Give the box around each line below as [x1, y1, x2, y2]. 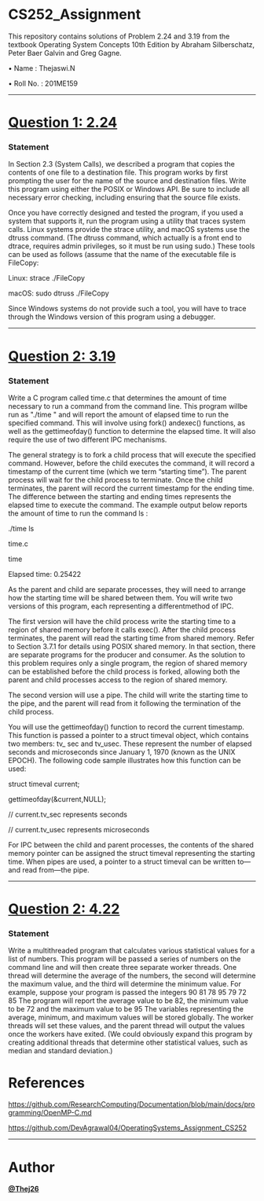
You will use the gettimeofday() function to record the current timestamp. [8, 722, 245, 732]
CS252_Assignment [8, 6, 141, 24]
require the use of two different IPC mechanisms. [8, 435, 167, 444]
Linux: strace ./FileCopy [8, 274, 85, 283]
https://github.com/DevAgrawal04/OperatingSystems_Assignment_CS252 [8, 1123, 247, 1133]
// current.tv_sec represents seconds [8, 810, 128, 819]
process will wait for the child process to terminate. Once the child [8, 475, 223, 484]
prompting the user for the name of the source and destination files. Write [8, 176, 247, 185]
